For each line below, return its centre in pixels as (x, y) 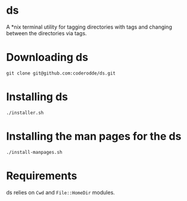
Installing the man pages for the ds (94, 136)
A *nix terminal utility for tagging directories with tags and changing (89, 27)
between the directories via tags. (47, 33)
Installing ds (37, 97)
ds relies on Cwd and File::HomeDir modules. (60, 192)
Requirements (42, 176)
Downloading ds (47, 58)
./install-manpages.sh (34, 152)
